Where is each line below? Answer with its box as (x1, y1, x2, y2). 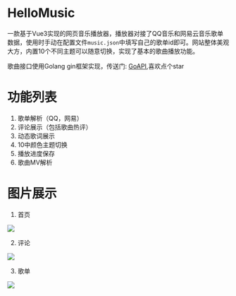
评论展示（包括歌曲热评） (17, 122, 92, 131)
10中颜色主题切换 (17, 140, 68, 149)
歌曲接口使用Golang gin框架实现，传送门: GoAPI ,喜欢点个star (7, 61, 185, 70)
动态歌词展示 (17, 131, 55, 140)
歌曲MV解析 (17, 158, 53, 167)
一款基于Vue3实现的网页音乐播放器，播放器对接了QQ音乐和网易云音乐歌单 (7, 29, 224, 37)
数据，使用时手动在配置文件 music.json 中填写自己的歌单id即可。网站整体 (7, 37, 217, 47)
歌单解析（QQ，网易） (17, 114, 83, 122)
